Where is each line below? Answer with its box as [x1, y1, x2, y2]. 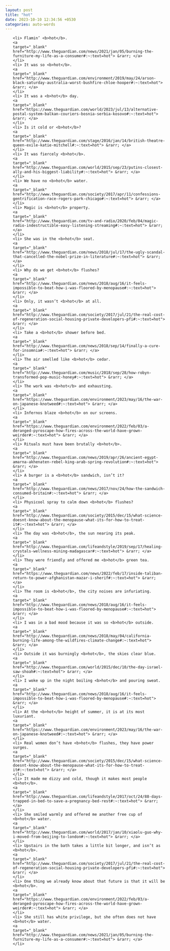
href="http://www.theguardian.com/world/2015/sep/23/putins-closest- [12, 165, 163, 170]
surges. [12, 745, 29, 750]
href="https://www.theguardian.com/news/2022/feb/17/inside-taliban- [12, 571, 163, 576]
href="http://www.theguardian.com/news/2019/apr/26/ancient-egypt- [12, 455, 158, 460]
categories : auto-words [5, 21, 56, 27]
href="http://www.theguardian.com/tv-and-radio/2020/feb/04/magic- [12, 219, 158, 224]
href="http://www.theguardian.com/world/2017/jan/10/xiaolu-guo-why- [12, 830, 163, 835]
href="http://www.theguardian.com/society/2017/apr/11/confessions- [12, 192, 161, 197]
